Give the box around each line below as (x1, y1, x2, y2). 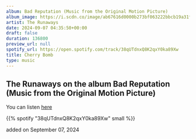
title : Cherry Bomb (6, 52, 54, 58)
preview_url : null (6, 41, 51, 47)
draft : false (6, 30, 38, 36)
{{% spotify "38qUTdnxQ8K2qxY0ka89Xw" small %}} (6, 115, 135, 122)
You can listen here (6, 103, 52, 111)
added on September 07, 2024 (6, 126, 80, 133)
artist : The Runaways (6, 19, 59, 25)
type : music (6, 57, 35, 63)
